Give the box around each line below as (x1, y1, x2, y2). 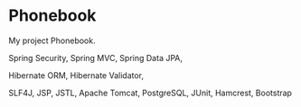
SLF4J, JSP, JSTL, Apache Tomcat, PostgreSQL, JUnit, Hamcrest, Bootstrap (8, 87, 293, 98)
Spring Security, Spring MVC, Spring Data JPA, (8, 52, 183, 63)
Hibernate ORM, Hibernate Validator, (8, 69, 145, 81)
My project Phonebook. (8, 35, 96, 46)
